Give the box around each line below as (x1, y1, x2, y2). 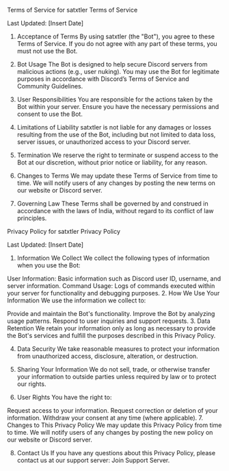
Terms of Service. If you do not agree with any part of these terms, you (16, 40, 217, 47)
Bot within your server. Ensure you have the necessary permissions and (16, 103, 219, 110)
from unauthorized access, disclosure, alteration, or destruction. (16, 352, 198, 360)
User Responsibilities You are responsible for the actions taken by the (16, 95, 213, 104)
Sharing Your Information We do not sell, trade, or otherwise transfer (16, 365, 211, 373)
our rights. (16, 380, 46, 388)
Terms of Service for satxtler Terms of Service (7, 6, 138, 14)
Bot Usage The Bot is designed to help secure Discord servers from (16, 60, 208, 68)
